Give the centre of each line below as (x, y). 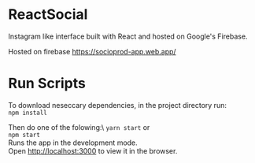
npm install (28, 113)
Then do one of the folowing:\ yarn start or (79, 127)
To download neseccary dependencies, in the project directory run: (117, 105)
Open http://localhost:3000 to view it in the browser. (93, 150)
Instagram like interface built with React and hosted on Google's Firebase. (128, 36)
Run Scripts (47, 83)
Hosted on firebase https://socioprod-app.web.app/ (92, 51)
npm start (24, 135)
